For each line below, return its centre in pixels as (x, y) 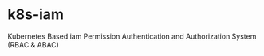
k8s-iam (36, 15)
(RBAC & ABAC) (33, 44)
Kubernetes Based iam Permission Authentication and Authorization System (132, 36)
